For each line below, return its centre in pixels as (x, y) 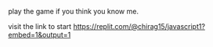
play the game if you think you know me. (74, 11)
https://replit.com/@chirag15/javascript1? (139, 26)
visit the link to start (40, 26)
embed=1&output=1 (40, 35)
